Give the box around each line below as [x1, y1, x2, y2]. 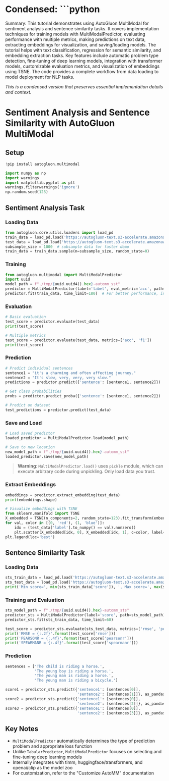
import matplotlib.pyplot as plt [5, 180, 75, 185]
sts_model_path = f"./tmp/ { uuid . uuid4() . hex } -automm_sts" [5, 608, 129, 613]
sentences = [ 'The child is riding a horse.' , [5, 664, 105, 669]
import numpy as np [5, 171, 46, 176]
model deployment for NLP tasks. [5, 74, 74, 80]
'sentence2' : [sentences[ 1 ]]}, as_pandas [77, 692, 165, 697]
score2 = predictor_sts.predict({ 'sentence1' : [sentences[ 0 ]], [5, 696, 141, 701]
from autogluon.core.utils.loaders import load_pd [5, 230, 114, 235]
